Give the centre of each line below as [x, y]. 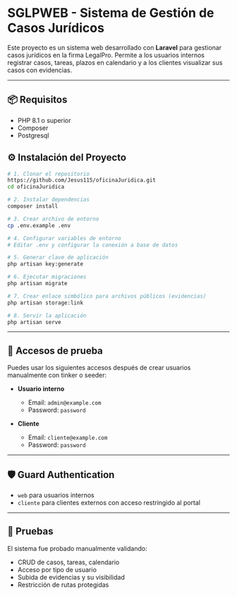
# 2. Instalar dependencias [49, 200]
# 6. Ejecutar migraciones [47, 277]
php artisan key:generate [45, 264]
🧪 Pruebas [30, 531]
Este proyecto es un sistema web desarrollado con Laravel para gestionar [115, 47]
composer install [33, 206]
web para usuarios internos [56, 495]
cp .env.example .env [39, 225]
